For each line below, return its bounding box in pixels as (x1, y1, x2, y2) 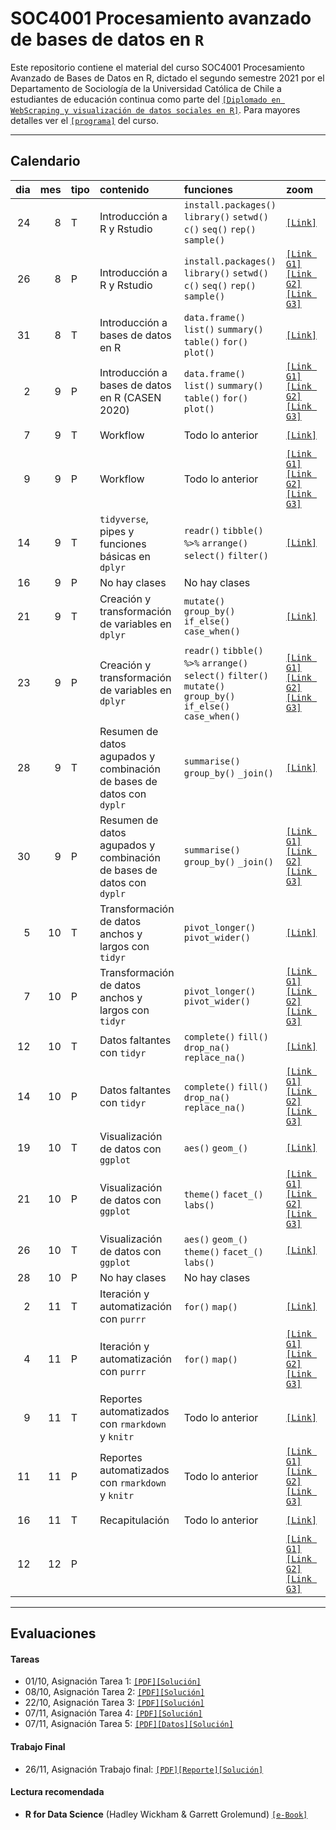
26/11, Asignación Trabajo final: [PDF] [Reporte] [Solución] (24, 1763, 264, 1775)
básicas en (99, 549, 151, 563)
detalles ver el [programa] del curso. (10, 114, 159, 126)
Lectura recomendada (10, 1786, 105, 1798)
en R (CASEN (99, 390, 162, 404)
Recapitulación (99, 1513, 170, 1527)
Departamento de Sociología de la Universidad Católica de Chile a (10, 82, 282, 94)
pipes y (99, 524, 135, 538)
